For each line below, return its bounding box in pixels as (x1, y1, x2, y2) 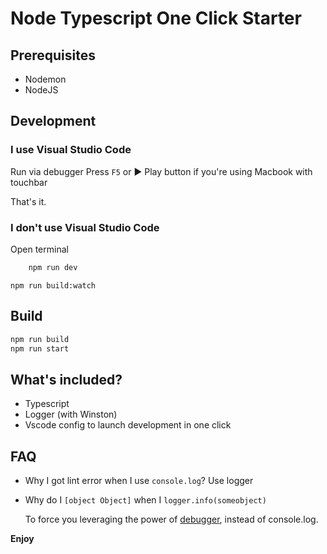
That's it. (10, 195, 47, 207)
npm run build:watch (10, 280, 97, 291)
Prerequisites (10, 47, 96, 64)
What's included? (10, 371, 123, 388)
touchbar (10, 176, 48, 188)
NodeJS (24, 84, 59, 96)
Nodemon (24, 73, 67, 85)
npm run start (10, 343, 70, 354)
